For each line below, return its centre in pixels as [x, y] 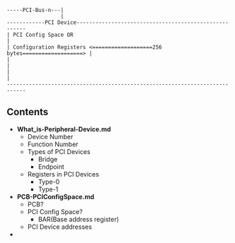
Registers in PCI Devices [63, 174]
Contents [28, 112]
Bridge [48, 159]
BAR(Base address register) [79, 219]
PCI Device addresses [60, 227]
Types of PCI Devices [59, 151]
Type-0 [49, 182]
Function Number [53, 144]
